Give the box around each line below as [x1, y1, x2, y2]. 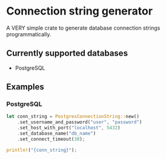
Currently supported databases [6, 48, 128, 59]
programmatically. [6, 30, 51, 37]
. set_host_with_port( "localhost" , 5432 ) [17, 125, 121, 131]
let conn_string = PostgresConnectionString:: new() [6, 114, 139, 120]
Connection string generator [6, 4, 153, 18]
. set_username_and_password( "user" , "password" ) [17, 119, 142, 125]
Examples [6, 82, 44, 92]
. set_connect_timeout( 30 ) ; [17, 136, 85, 142]
